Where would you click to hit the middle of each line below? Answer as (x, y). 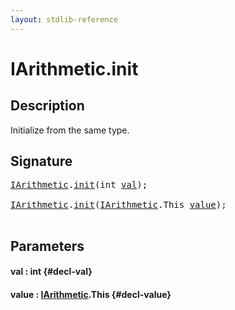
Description (47, 106)
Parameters (47, 246)
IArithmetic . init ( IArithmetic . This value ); (118, 205)
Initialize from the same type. (70, 130)
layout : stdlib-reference (64, 19)
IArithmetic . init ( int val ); (79, 185)
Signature (41, 161)
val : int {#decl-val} (51, 272)
